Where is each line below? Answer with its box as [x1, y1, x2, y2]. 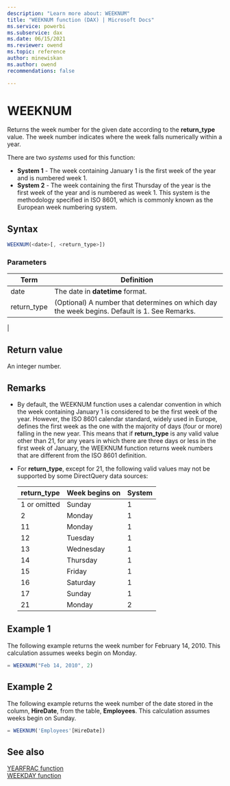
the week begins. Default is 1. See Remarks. [54, 307, 196, 316]
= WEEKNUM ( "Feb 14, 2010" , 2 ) [7, 662, 94, 669]
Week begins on [66, 488, 121, 498]
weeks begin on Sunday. [7, 714, 77, 722]
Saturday [66, 577, 96, 587]
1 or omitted [20, 500, 60, 510]
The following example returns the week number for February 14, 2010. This [7, 641, 221, 650]
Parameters [7, 258, 47, 267]
